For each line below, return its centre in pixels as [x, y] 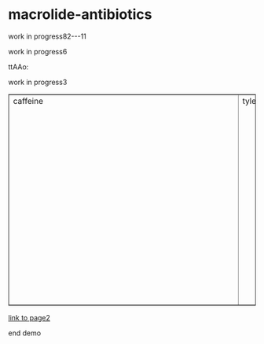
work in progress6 [38, 51]
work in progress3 [38, 82]
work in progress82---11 [47, 36]
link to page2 [29, 317]
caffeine [28, 101]
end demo [25, 333]
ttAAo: [18, 67]
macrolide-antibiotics [80, 15]
